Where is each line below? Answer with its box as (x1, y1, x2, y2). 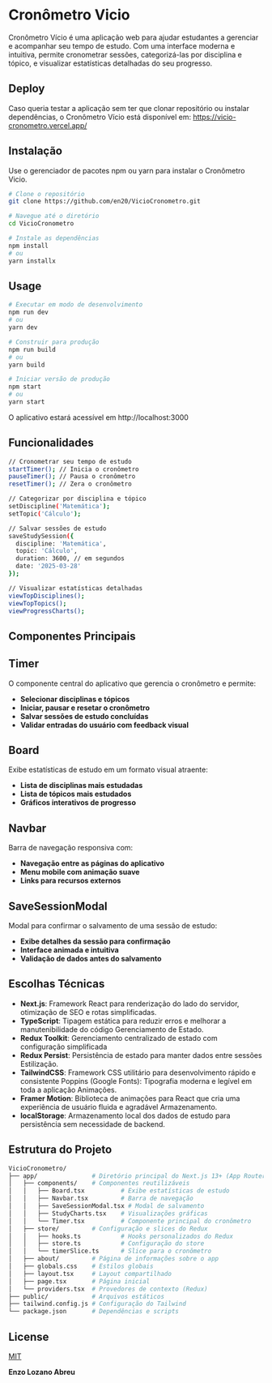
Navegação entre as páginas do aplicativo (19, 858, 164, 868)
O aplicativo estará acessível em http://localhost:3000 (8, 412, 189, 422)
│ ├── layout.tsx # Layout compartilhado (8, 1270, 172, 1278)
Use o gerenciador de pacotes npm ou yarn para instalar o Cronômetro (8, 165, 245, 175)
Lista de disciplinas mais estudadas (19, 781, 143, 790)
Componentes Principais (8, 629, 136, 643)
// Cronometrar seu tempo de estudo (8, 457, 132, 465)
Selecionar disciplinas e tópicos (19, 694, 130, 704)
